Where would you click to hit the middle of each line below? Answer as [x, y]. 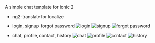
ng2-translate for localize [38, 16]
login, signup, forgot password [43, 26]
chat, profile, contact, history [42, 35]
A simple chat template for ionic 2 [39, 7]
